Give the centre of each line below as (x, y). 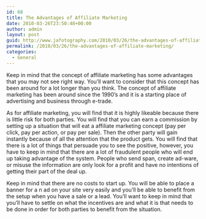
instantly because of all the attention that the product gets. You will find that (102, 139)
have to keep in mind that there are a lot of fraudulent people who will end (100, 152)
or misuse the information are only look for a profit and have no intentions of (103, 165)
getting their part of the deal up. (47, 171)
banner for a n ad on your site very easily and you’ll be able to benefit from (101, 190)
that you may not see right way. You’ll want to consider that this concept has (103, 81)
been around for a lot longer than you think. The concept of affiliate (91, 88)
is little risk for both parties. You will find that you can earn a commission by (102, 119)
